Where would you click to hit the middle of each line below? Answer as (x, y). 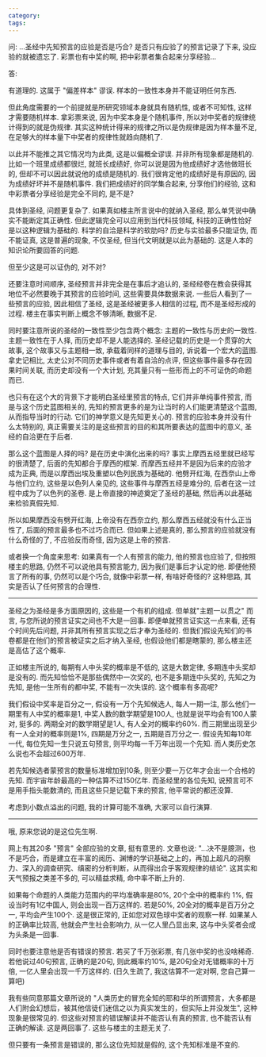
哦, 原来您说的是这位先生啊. (53, 831)
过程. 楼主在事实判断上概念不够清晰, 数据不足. (82, 313)
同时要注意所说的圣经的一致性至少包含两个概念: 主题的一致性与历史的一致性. (133, 330)
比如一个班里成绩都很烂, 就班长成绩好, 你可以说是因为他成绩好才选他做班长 (130, 163)
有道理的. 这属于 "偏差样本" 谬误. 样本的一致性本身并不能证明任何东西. (122, 90)
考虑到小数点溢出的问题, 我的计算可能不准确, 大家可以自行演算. (110, 807)
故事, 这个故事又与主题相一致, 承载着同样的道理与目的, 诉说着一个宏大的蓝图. (133, 350)
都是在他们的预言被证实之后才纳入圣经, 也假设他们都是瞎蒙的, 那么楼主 (130, 640)
